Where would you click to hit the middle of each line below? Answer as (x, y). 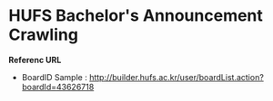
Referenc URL (35, 60)
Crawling (44, 35)
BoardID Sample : (54, 77)
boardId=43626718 (58, 87)
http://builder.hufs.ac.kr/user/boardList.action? (177, 77)
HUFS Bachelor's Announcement (136, 16)
